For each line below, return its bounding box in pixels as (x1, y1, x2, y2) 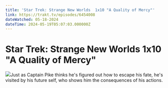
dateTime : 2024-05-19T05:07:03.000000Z (5, 21, 91, 27)
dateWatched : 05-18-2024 (5, 17, 59, 22)
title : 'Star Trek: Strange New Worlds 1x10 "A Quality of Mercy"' (5, 7, 155, 13)
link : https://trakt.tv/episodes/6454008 (5, 12, 96, 17)
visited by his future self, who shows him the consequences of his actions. (5, 77, 163, 83)
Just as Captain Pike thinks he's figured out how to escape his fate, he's (10, 72, 163, 78)
